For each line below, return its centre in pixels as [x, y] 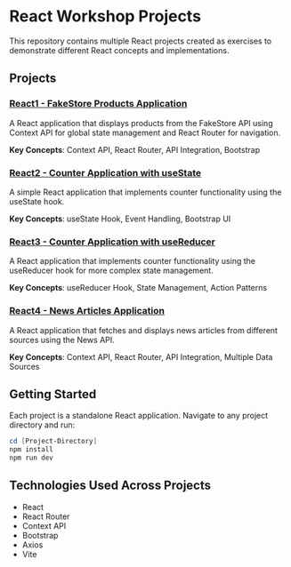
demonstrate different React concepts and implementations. [119, 50]
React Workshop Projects [105, 16]
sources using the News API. [62, 339]
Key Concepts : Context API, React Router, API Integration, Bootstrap [135, 149]
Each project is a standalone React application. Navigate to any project [139, 416]
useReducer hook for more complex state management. [111, 271]
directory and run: [42, 425]
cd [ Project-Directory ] [53, 442]
